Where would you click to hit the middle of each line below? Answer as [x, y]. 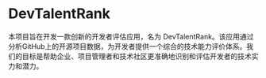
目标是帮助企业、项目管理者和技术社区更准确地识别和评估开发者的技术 [137, 56]
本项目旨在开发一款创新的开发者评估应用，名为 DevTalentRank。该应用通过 [131, 36]
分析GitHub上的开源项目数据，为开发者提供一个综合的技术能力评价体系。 [127, 46]
